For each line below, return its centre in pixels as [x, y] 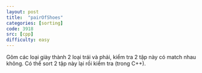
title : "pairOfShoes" [35, 17]
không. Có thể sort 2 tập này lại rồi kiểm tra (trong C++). [76, 63]
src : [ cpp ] [20, 34]
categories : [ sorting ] [35, 23]
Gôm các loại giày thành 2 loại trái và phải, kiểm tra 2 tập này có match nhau [101, 57]
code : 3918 [20, 29]
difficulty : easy [28, 40]
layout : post [23, 12]
